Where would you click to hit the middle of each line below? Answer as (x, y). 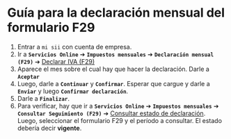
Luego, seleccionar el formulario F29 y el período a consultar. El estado (120, 120)
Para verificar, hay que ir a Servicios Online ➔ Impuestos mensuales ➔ (118, 106)
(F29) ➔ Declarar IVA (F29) (56, 61)
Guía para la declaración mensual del (116, 13)
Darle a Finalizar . (43, 98)
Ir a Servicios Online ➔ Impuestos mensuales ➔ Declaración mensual (115, 54)
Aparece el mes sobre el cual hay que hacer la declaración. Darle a (113, 69)
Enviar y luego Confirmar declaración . (73, 91)
